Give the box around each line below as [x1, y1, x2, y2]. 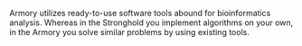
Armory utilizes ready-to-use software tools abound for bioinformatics [9, 8, 271, 18]
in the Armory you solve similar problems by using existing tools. [9, 27, 250, 37]
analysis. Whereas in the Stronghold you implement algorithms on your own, [9, 17, 294, 28]
